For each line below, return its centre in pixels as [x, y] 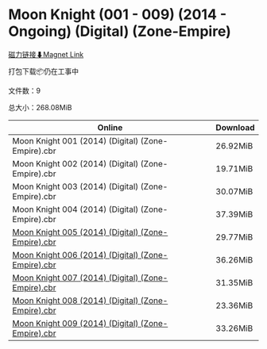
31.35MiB [234, 282]
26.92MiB [234, 146]
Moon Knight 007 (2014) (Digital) [75, 278]
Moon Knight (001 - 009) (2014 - [118, 15]
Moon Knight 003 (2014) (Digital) [75, 186]
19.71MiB [234, 168]
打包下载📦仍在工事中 [44, 71]
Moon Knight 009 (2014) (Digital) [75, 323]
